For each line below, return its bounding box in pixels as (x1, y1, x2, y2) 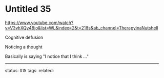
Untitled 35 (5, 3, 51, 15)
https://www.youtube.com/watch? (5, 20, 74, 26)
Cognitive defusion (5, 34, 43, 40)
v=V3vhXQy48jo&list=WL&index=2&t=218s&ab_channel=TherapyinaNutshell (5, 25, 159, 30)
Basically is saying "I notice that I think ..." (5, 53, 89, 59)
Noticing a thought (5, 44, 42, 50)
